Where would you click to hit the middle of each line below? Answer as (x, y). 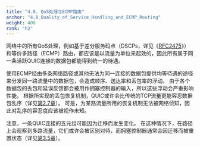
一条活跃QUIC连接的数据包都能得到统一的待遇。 (65, 61)
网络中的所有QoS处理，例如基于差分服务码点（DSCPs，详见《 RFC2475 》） (98, 46)
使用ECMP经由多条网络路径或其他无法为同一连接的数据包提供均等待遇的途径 (100, 73)
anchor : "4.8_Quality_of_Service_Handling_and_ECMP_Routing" (84, 17)
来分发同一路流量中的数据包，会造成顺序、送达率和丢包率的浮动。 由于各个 (98, 81)
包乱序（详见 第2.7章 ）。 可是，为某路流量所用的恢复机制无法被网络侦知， (96, 103)
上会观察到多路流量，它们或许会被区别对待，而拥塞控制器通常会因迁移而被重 (100, 131)
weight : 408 (21, 23)
